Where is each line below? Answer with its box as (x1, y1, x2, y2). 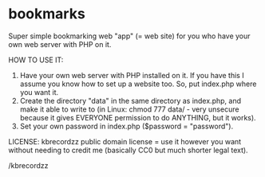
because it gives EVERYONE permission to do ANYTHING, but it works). (19, 112, 257, 122)
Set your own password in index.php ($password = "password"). (19, 121, 234, 131)
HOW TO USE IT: (8, 55, 64, 65)
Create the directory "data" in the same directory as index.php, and (19, 96, 242, 105)
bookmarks (8, 5, 85, 23)
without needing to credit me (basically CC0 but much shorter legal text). (8, 145, 249, 155)
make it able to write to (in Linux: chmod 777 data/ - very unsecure (19, 104, 239, 114)
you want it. (19, 87, 59, 96)
